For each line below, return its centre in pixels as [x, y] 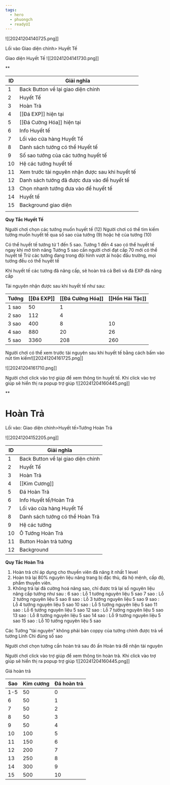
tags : [11, 10]
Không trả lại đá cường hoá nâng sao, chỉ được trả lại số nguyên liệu [83, 589]
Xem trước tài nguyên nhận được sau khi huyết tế [78, 172]
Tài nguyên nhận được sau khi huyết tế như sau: [55, 286]
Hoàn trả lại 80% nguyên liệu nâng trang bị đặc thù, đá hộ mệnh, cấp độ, [89, 577]
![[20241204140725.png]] [32, 39]
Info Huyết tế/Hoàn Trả [47, 500]
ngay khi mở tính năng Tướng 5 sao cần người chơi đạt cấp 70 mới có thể [81, 250]
